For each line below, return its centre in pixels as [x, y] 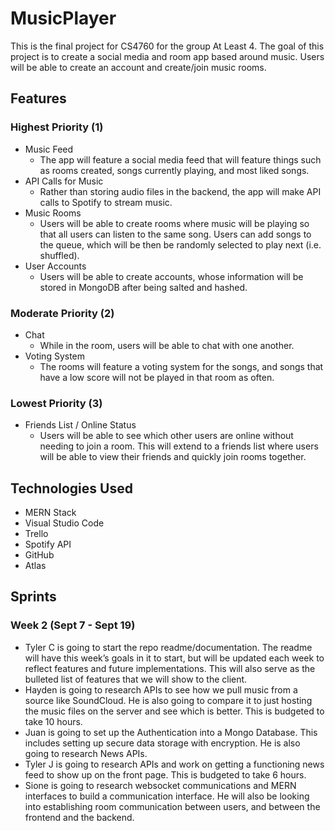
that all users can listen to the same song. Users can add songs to [175, 234]
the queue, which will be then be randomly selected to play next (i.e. [180, 244]
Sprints [33, 597]
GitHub [39, 555]
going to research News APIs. [86, 753]
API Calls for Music [64, 181]
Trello [36, 534]
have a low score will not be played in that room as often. [157, 377]
